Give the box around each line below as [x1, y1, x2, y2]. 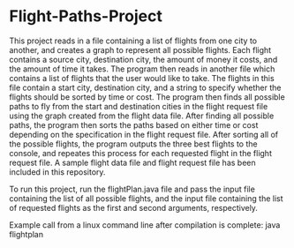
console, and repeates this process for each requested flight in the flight [9, 147, 272, 158]
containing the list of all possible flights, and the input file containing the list [9, 192, 284, 204]
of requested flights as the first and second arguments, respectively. [9, 202, 259, 213]
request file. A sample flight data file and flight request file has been [9, 157, 256, 168]
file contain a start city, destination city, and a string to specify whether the [9, 82, 282, 93]
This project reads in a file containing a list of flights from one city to [9, 35, 258, 46]
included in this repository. [9, 166, 106, 177]
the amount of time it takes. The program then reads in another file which [9, 64, 275, 74]
